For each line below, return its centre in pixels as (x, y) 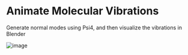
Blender (16, 33)
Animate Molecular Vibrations (83, 11)
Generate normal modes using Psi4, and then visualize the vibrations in (94, 27)
